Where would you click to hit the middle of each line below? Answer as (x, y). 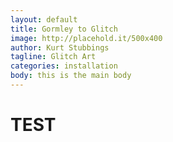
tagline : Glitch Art (53, 57)
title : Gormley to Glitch (64, 29)
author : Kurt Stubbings (60, 47)
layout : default (44, 19)
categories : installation (64, 66)
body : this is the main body (71, 76)
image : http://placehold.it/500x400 (86, 38)
